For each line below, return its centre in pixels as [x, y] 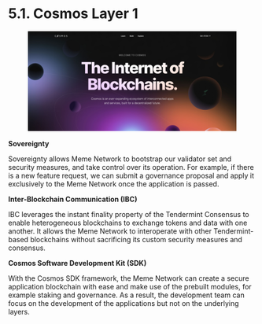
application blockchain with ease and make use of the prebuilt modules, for [130, 286]
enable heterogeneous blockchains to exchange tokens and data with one [128, 223]
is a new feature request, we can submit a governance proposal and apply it [131, 175]
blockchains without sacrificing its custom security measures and [136, 239]
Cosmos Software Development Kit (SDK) [77, 263]
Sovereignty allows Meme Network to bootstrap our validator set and [120, 159]
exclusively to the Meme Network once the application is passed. [114, 184]
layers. [19, 311]
